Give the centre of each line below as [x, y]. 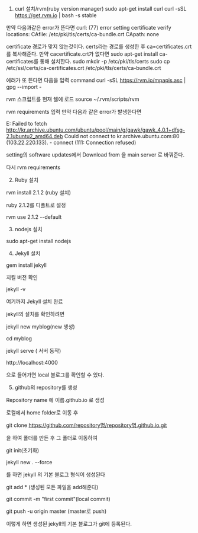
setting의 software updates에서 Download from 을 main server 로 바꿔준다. [95, 155]
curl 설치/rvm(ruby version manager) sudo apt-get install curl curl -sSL [101, 9]
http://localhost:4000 [32, 363]
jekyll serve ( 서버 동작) [34, 351]
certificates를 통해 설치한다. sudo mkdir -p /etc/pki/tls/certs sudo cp [88, 61]
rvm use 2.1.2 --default [34, 217]
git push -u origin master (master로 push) [56, 511]
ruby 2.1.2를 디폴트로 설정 [36, 205]
